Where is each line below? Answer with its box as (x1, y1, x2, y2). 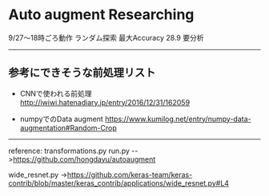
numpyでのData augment (19, 114, 104, 123)
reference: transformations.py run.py (8, 146, 130, 155)
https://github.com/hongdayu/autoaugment (13, 154, 156, 164)
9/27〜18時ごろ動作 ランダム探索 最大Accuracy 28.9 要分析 (8, 33, 204, 42)
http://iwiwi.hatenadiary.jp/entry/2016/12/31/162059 (19, 97, 191, 107)
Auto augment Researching (8, 6, 195, 24)
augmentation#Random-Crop (19, 123, 118, 132)
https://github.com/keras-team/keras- (66, 170, 193, 179)
